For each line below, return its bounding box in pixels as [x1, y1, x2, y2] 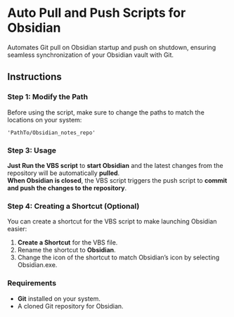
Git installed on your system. [17, 294, 100, 303]
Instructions [7, 71, 62, 83]
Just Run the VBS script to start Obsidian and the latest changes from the [7, 161, 223, 169]
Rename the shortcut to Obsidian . [17, 246, 116, 254]
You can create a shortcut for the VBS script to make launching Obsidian [7, 217, 217, 226]
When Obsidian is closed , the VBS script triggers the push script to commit [7, 176, 228, 184]
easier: [7, 225, 27, 233]
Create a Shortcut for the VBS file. [17, 238, 118, 247]
